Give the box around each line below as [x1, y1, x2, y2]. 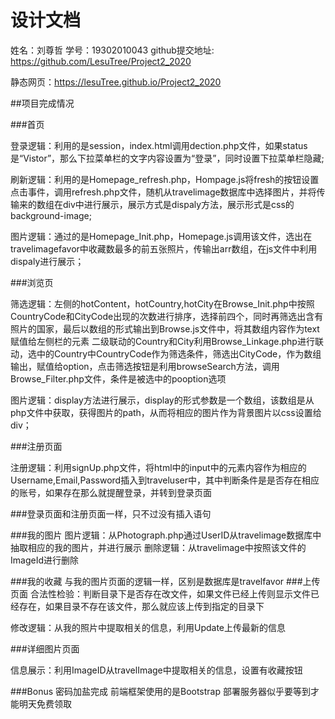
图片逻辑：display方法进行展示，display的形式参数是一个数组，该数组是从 [10, 394, 315, 406]
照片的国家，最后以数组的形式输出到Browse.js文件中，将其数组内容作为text [10, 322, 320, 335]
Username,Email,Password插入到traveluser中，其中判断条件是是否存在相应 [10, 474, 320, 486]
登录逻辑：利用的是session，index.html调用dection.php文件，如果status [10, 139, 308, 151]
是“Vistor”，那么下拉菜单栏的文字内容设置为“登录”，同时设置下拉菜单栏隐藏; [10, 152, 325, 164]
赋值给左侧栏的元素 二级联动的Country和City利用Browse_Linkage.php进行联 [10, 335, 324, 347]
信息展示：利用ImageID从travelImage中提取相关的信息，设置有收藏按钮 [10, 664, 303, 676]
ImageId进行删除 [10, 554, 79, 566]
